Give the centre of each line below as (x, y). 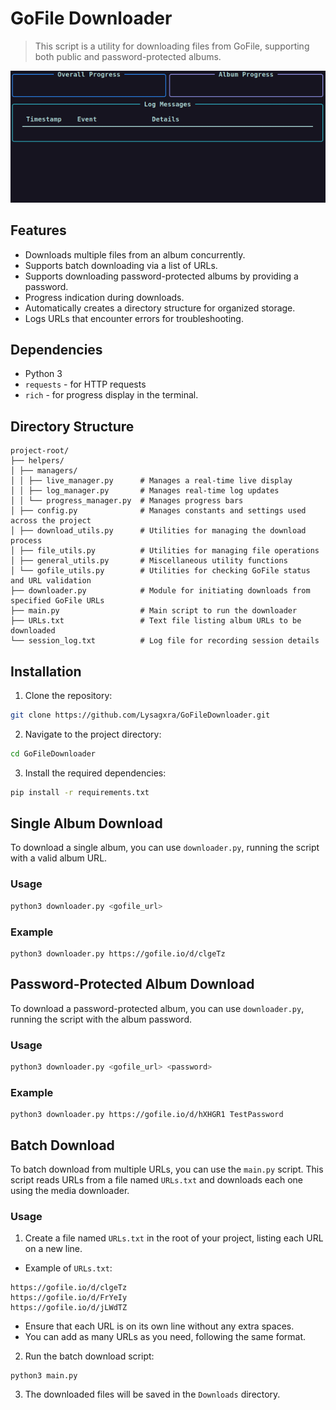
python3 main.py (44, 1376)
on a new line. (53, 1249)
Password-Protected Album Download (132, 984)
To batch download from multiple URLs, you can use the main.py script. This (167, 1169)
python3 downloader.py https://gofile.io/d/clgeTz (118, 953)
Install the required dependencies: (95, 773)
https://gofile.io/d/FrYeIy (69, 1298)
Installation (46, 671)
